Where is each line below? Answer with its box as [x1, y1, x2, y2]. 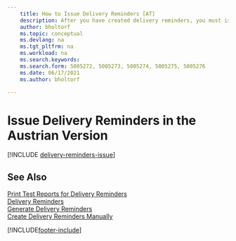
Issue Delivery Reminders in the [7, 112, 197, 128]
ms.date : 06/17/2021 [20, 69, 80, 76]
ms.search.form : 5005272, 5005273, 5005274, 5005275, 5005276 [20, 63, 206, 70]
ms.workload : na [20, 50, 68, 57]
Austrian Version [7, 128, 108, 143]
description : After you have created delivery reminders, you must [20, 17, 221, 24]
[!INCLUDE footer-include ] [7, 226, 82, 235]
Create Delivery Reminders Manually [7, 212, 113, 221]
